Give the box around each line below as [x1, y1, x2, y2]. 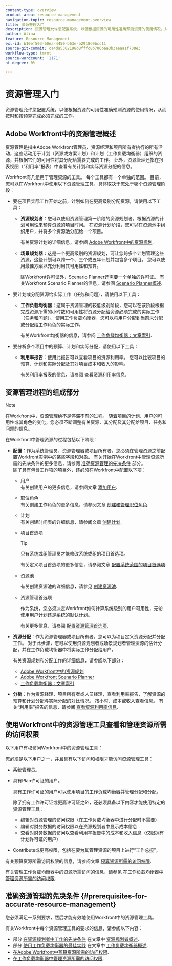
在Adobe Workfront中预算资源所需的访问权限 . [12, 949, 109, 955]
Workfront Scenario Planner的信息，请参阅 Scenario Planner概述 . [25, 280, 163, 286]
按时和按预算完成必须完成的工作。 [5, 113, 77, 119]
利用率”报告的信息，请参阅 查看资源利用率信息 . [19, 704, 119, 710]
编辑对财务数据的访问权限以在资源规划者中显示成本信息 [20, 823, 137, 829]
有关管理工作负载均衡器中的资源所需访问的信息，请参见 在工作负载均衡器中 [5, 869, 164, 875]
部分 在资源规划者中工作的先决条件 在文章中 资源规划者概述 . [12, 936, 139, 942]
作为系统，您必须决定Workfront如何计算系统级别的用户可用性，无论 [20, 605, 163, 611]
